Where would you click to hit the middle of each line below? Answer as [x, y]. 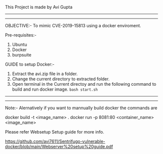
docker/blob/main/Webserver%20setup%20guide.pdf [59, 146]
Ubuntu [20, 44]
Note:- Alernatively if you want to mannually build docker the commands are [81, 108]
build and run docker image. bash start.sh [55, 89]
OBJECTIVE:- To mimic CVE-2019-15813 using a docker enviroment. [73, 26]
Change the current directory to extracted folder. [61, 79]
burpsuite [22, 55]
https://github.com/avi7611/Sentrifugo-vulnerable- [55, 141]
